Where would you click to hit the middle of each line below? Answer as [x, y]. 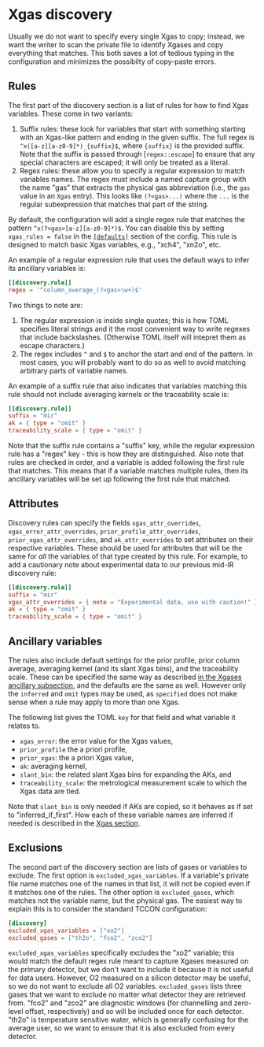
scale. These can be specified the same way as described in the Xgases [125, 677]
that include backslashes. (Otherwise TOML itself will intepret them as [132, 337]
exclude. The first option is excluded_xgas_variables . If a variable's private [128, 875]
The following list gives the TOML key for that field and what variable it [122, 717]
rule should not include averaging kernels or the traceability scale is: [119, 394]
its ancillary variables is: [47, 268]
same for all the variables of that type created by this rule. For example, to [128, 556]
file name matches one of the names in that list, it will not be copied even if [129, 883]
